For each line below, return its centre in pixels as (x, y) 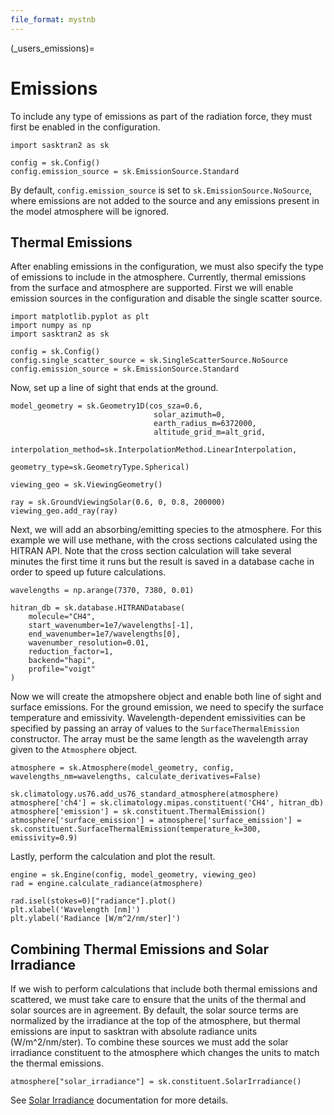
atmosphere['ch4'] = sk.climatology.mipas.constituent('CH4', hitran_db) (167, 803)
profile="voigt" (62, 669)
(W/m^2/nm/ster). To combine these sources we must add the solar (149, 1042)
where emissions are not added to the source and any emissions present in (165, 200)
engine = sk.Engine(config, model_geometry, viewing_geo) (133, 875)
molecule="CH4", (62, 617)
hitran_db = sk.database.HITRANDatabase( (98, 608)
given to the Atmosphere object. (74, 750)
